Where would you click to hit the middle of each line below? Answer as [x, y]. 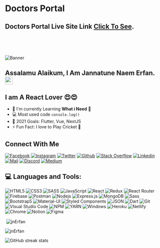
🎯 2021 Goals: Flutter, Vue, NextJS [46, 122]
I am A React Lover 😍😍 [41, 97]
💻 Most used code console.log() [46, 114]
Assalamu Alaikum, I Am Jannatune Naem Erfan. [80, 73]
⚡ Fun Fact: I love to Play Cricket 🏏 [46, 127]
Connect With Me [32, 144]
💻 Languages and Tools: [43, 177]
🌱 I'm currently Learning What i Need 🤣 [52, 109]
